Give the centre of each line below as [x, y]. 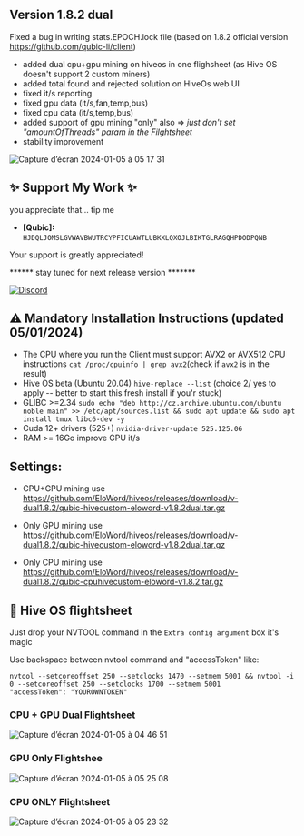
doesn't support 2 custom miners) [86, 74]
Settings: [36, 466]
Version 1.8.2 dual [61, 15]
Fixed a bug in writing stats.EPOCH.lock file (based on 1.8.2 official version [149, 36]
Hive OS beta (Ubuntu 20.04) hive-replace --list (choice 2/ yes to [149, 383]
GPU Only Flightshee [56, 759]
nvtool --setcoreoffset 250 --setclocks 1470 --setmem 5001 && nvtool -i [152, 677]
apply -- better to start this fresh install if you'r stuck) [122, 393]
